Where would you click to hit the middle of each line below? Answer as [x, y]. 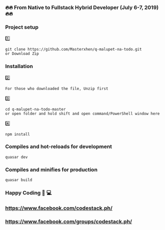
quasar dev [16, 157]
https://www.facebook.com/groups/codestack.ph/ [69, 221]
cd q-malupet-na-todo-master [35, 109]
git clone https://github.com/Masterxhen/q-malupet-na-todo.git [73, 49]
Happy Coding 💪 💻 [28, 193]
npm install [17, 134]
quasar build [19, 180]
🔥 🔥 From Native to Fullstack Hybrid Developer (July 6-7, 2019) [82, 7]
